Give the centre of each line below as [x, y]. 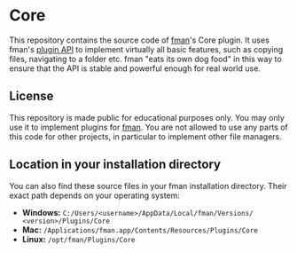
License [31, 96]
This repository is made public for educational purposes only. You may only [147, 117]
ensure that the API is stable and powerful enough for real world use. [135, 68]
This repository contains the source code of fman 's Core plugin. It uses [140, 40]
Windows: [41, 212]
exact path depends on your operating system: [94, 195]
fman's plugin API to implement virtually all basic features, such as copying [146, 49]
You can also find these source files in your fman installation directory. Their [148, 186]
